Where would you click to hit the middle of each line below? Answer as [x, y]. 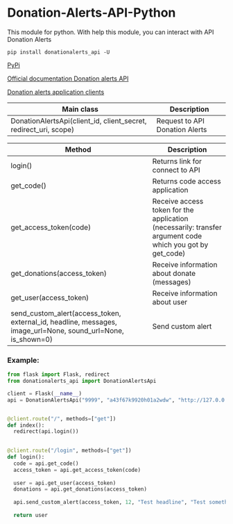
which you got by [180, 245]
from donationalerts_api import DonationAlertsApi [82, 381]
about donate [174, 273]
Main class [80, 109]
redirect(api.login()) [46, 432]
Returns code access [187, 181]
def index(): [26, 425]
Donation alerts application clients [56, 92]
